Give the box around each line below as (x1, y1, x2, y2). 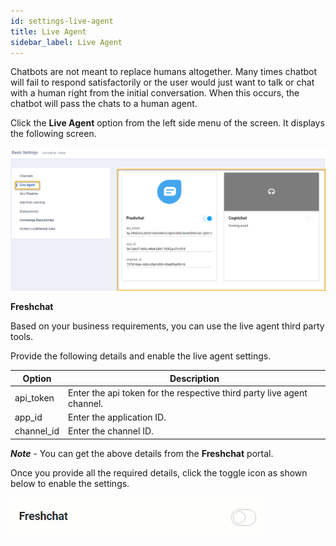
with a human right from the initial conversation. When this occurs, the (10, 87, 300, 99)
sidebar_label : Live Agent (10, 37, 123, 47)
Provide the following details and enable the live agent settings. (10, 350, 272, 362)
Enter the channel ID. (68, 425, 154, 437)
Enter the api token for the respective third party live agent (68, 386, 308, 399)
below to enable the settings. (10, 477, 130, 489)
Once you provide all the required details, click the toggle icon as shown (10, 466, 308, 479)
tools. (10, 331, 34, 343)
